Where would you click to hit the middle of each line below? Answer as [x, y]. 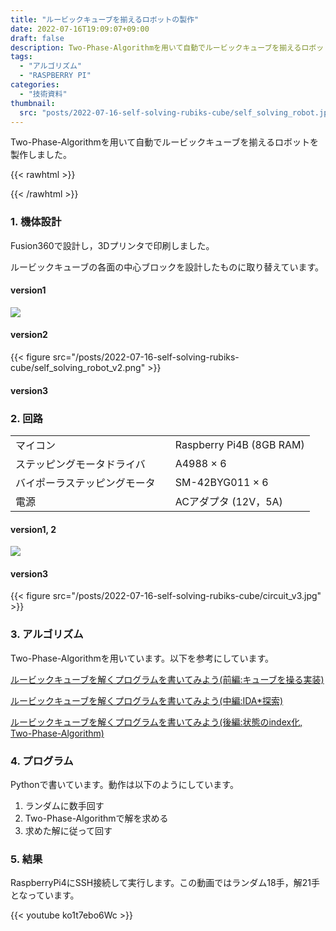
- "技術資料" [43, 94]
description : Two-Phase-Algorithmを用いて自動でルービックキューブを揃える [156, 47]
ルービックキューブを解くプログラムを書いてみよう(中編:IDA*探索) [147, 700]
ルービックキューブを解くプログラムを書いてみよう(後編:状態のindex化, [156, 722]
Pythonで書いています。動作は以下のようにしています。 [124, 784]
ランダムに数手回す [64, 805]
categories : [35, 85]
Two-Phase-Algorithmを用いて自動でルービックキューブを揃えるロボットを [165, 142]
